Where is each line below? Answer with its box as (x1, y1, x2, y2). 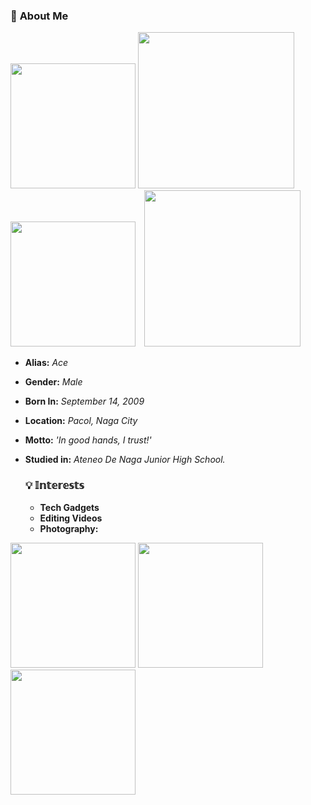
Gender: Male (24, 376, 83, 388)
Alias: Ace (24, 357, 69, 369)
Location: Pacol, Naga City (24, 415, 138, 427)
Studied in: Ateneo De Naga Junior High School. (24, 454, 226, 466)
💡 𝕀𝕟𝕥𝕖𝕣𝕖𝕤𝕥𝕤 (24, 479, 85, 493)
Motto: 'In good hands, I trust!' (24, 434, 152, 446)
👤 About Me (10, 9, 69, 23)
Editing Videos (39, 512, 103, 524)
